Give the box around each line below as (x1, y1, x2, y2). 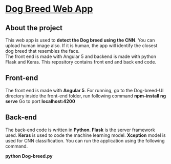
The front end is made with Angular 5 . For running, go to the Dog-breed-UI (5, 87, 164, 93)
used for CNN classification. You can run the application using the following (5, 137, 165, 143)
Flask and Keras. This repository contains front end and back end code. (5, 59, 157, 65)
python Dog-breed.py (5, 153, 53, 159)
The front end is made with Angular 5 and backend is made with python (5, 53, 156, 59)
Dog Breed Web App (5, 3, 93, 15)
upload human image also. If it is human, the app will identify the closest (5, 43, 158, 49)
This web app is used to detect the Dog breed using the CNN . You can (5, 37, 155, 43)
